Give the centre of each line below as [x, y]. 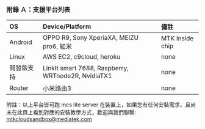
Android [21, 42]
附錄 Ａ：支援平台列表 [38, 9]
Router [19, 88]
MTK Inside [177, 39]
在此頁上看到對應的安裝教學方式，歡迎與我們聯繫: [74, 112]
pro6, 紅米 [57, 46]
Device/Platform [67, 27]
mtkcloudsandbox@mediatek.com [49, 119]
